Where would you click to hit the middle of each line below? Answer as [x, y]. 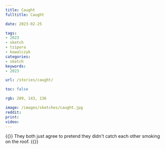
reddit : [13, 112]
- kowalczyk [18, 52]
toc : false [17, 90]
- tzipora [16, 47]
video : [12, 122]
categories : [18, 56]
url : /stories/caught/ [29, 80]
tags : [11, 33]
